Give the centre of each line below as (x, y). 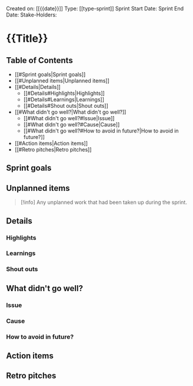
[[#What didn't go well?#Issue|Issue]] (69, 118)
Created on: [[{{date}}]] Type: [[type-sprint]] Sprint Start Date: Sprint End (95, 9)
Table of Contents (40, 60)
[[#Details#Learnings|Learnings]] (64, 99)
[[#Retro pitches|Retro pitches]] (53, 149)
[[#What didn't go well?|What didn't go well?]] (70, 112)
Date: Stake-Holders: (31, 15)
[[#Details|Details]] (37, 87)
